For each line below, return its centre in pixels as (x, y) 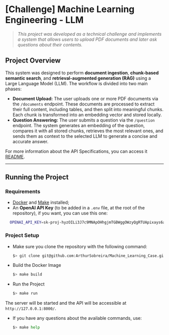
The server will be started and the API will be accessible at (66, 303)
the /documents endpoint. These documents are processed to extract (83, 104)
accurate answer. (30, 141)
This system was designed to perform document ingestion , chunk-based (82, 73)
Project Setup (22, 236)
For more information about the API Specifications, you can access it (76, 151)
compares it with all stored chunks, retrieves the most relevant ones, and (88, 131)
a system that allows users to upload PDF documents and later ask (87, 39)
